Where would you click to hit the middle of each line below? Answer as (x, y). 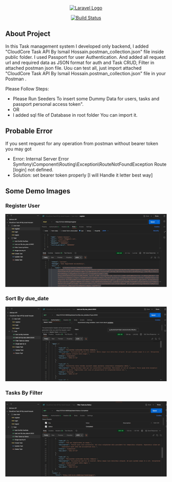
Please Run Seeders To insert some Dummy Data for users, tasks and (86, 98)
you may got (18, 149)
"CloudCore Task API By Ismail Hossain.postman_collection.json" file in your (86, 73)
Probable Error (29, 131)
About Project (28, 34)
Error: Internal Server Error (41, 159)
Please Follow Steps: (27, 89)
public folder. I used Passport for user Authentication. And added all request (85, 57)
